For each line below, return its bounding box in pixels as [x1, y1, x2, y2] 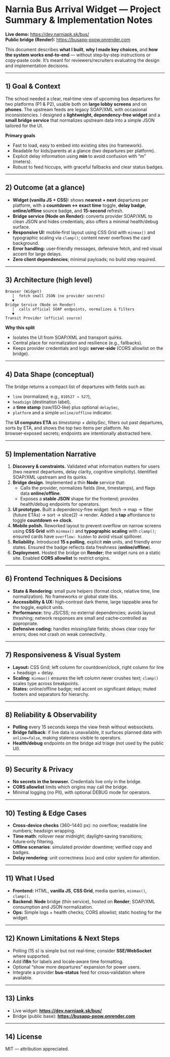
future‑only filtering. [12, 839, 55, 845]
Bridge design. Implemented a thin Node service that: [12, 479, 125, 486]
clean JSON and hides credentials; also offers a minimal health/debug [12, 218, 158, 225]
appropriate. [12, 620, 39, 626]
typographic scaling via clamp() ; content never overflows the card [12, 235, 151, 241]
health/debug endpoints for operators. [20, 501, 100, 507]
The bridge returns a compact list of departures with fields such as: [5, 383, 146, 390]
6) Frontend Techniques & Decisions [5, 574, 122, 583]
